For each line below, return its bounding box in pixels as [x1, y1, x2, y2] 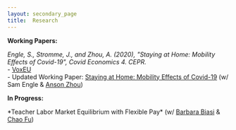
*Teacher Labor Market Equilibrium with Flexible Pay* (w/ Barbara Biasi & [7, 107, 221, 116]
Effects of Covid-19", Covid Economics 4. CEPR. [7, 57, 147, 66]
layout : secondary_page [7, 10, 77, 18]
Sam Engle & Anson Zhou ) [7, 80, 83, 88]
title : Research [7, 17, 58, 24]
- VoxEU [7, 65, 32, 73]
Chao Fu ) [7, 114, 34, 124]
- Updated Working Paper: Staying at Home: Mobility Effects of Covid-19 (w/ [7, 72, 229, 81]
